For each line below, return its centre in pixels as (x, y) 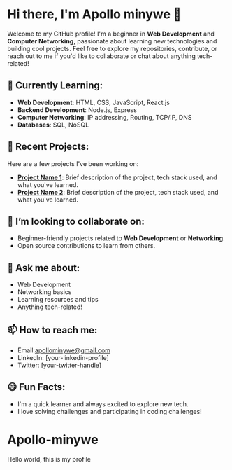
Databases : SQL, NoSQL (53, 125)
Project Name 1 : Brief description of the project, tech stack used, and (117, 177)
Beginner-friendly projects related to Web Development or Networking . (121, 238)
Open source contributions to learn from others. (86, 246)
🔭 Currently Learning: (55, 86)
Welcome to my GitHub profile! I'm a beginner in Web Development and (111, 34)
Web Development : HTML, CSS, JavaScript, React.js (93, 102)
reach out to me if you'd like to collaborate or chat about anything (101, 56)
